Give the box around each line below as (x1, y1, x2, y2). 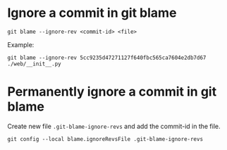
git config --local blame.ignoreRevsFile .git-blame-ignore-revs (7, 135, 203, 142)
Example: (7, 40, 35, 49)
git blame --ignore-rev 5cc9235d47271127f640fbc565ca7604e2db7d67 (7, 54, 207, 61)
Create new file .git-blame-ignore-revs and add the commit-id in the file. (7, 122, 221, 130)
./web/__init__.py (7, 60, 61, 68)
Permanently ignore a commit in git (7, 84, 217, 100)
